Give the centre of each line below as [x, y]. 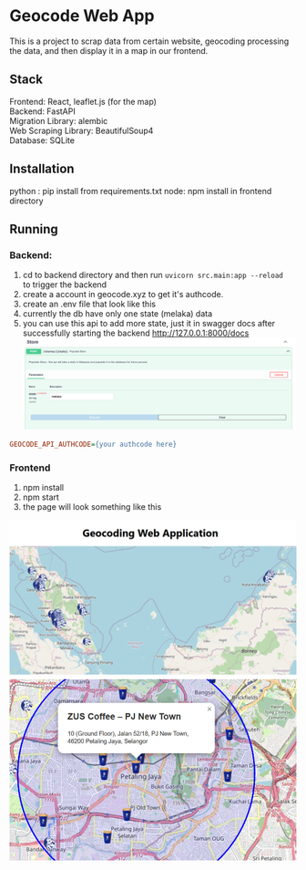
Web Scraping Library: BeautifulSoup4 [82, 130]
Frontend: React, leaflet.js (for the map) [83, 101]
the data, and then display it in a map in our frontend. [109, 50]
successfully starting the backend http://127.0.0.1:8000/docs [136, 333]
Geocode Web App [82, 16]
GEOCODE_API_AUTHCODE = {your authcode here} [93, 445]
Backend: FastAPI [42, 111]
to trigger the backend [65, 285]
